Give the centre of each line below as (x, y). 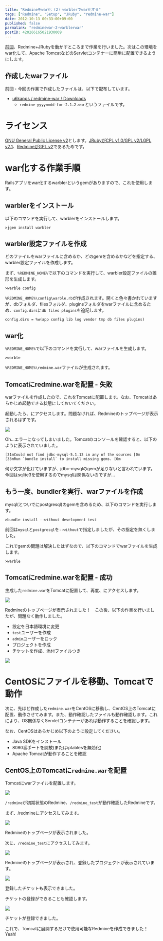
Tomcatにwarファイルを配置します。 (42, 783)
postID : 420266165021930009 (34, 32)
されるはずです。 (22, 419)
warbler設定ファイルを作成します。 (40, 263)
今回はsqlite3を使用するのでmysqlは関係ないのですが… (60, 475)
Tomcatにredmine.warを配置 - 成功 (59, 578)
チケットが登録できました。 (33, 918)
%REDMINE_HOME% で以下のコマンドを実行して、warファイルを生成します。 (77, 348)
